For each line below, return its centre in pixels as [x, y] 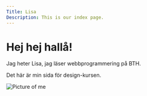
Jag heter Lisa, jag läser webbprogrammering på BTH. [73, 64]
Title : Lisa [21, 12]
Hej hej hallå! [39, 47]
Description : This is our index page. [55, 17]
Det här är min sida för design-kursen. [54, 75]
